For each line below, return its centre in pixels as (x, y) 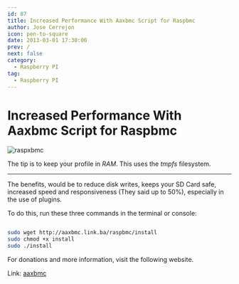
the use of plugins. (35, 199)
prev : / (19, 47)
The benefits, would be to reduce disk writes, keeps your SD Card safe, (112, 184)
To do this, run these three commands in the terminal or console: (102, 214)
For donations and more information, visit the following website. (101, 259)
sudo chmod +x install (41, 239)
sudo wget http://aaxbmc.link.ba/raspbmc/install (83, 233)
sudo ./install (30, 246)
